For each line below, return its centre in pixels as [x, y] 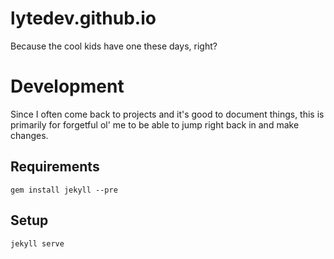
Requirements [55, 167]
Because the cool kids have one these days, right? [114, 46]
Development [67, 86]
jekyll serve [37, 243]
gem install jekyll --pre [64, 190]
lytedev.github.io [83, 18]
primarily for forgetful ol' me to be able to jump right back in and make [155, 124]
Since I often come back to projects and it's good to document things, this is [167, 114]
